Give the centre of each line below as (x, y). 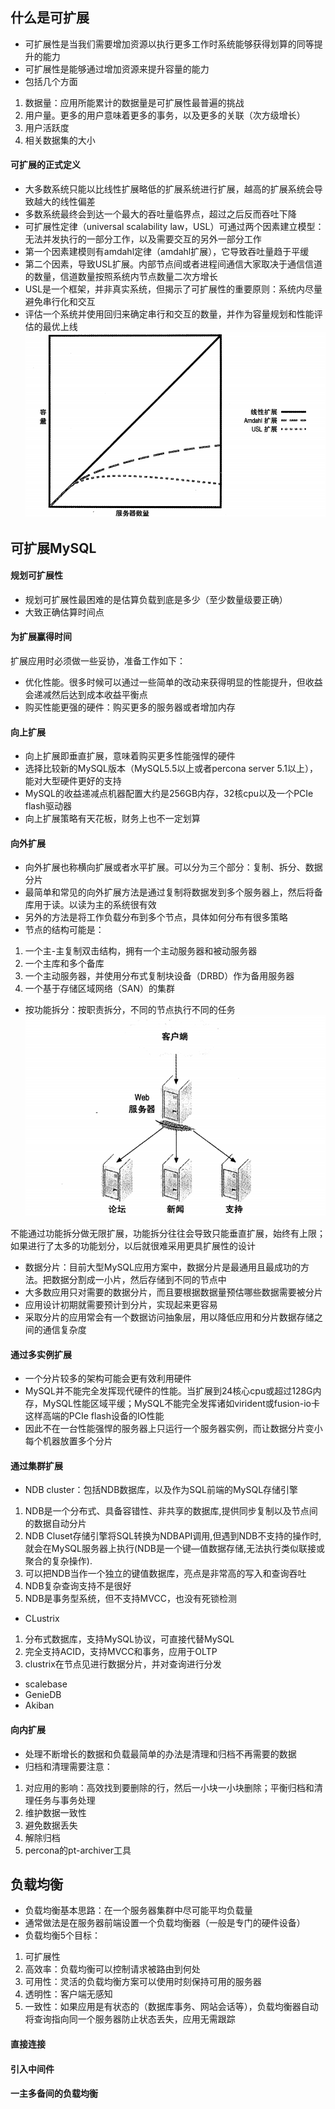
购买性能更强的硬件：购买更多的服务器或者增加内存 (130, 707)
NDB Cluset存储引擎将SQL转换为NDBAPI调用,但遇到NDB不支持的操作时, (173, 1536)
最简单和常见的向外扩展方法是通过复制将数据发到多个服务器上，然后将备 (173, 892)
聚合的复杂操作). (58, 1561)
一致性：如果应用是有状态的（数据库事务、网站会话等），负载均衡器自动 (171, 2007)
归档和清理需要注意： (68, 1766)
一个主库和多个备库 (64, 964)
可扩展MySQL (53, 548)
